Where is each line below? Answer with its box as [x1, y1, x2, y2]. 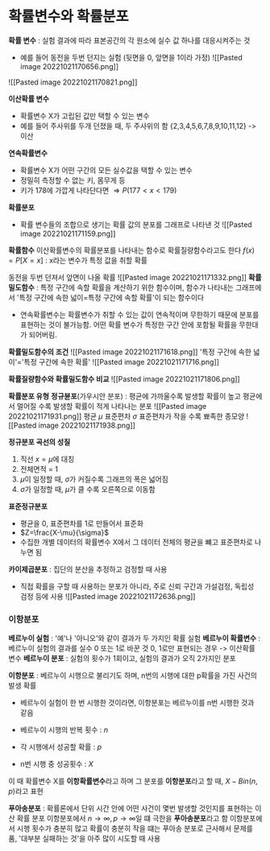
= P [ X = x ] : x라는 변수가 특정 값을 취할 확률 [8, 255, 147, 265]
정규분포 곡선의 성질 [8, 436, 71, 447]
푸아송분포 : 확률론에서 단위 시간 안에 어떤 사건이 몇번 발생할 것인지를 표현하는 [8, 803, 254, 813]
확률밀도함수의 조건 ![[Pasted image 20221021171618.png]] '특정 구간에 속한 [8, 347, 252, 357]
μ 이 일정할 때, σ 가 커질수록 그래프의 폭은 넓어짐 [19, 474, 169, 484]
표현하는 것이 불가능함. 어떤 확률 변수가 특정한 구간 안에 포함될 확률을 [19, 320, 238, 329]
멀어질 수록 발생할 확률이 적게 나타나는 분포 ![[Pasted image [16, 401, 207, 411]
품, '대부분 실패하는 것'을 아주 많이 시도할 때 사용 [8, 834, 161, 844]
